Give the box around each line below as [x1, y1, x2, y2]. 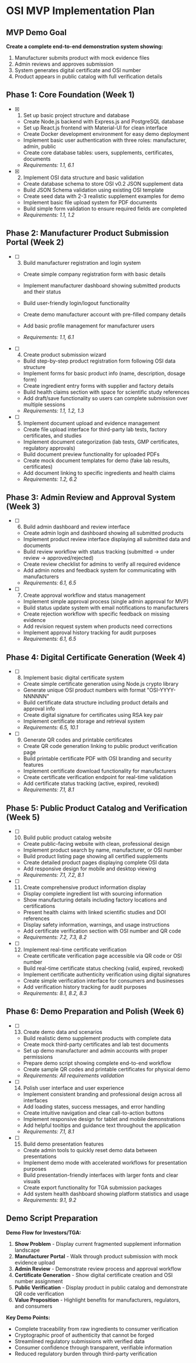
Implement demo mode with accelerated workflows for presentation [23, 1159, 187, 1166]
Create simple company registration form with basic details [23, 271, 166, 278]
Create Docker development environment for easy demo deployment [23, 130, 190, 137]
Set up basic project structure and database [23, 111, 130, 118]
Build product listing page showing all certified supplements [23, 853, 168, 860]
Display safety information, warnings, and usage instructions [23, 921, 170, 928]
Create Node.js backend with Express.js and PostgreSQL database [23, 118, 184, 125]
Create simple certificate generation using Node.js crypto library [23, 681, 179, 688]
